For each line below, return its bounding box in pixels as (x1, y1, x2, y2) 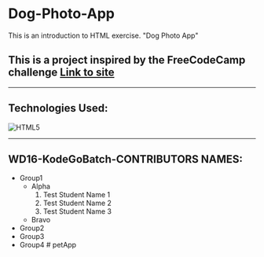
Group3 (19, 232, 45, 241)
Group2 (19, 223, 45, 233)
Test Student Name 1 (42, 190, 111, 200)
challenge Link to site (8, 66, 115, 79)
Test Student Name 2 (42, 198, 112, 208)
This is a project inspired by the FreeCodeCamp (8, 53, 246, 67)
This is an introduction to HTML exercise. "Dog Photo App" (8, 31, 199, 40)
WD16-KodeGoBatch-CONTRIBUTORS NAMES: (8, 152, 244, 166)
